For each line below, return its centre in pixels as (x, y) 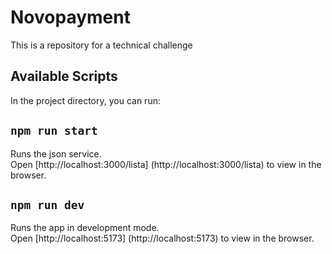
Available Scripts (64, 76)
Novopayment (70, 17)
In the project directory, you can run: (85, 100)
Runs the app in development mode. (85, 228)
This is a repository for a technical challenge (101, 45)
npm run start (54, 131)
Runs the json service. (56, 153)
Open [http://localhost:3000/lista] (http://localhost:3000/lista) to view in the (166, 164)
